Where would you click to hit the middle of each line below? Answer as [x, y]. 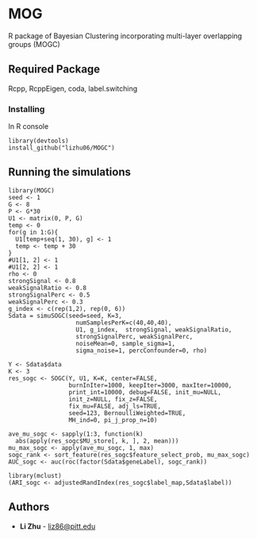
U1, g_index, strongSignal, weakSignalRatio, [154, 330]
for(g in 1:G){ [33, 232]
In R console [29, 126]
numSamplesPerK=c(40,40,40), [124, 323]
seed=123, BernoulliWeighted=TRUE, [127, 413]
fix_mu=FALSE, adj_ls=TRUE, [115, 406]
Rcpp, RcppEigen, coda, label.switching [73, 88]
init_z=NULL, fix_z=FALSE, [113, 399]
